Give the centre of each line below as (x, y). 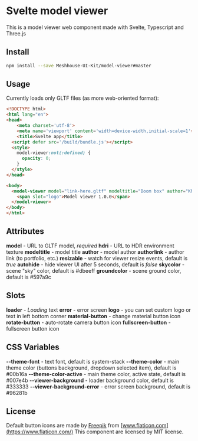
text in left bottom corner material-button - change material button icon (93, 316)
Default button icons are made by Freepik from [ (64, 426)
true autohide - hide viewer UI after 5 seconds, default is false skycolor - (95, 264)
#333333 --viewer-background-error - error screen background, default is (98, 386)
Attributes (25, 231)
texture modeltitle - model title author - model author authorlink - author (95, 251)
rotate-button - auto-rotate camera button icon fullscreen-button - (88, 322)
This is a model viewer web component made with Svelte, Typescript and (95, 27)
